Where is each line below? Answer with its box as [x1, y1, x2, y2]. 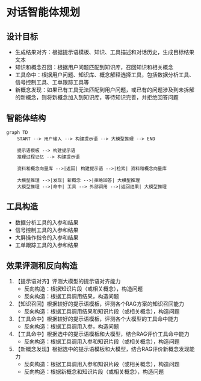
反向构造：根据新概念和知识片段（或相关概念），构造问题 [23, 368, 164, 376]
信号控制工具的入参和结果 [14, 226, 79, 233]
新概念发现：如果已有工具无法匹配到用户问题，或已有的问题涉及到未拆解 [14, 86, 194, 93]
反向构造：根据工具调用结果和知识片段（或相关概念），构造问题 [23, 308, 180, 315]
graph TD [6, 129, 28, 136]
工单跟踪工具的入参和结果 [14, 241, 79, 248]
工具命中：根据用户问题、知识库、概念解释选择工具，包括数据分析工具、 [14, 71, 194, 78]
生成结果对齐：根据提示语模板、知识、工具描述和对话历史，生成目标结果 [14, 49, 194, 55]
